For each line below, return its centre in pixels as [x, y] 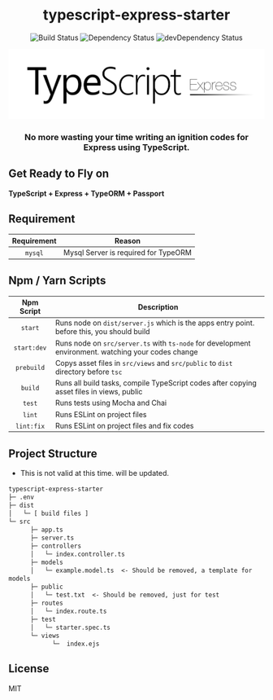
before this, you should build [103, 332]
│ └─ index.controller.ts [78, 555]
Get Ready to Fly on [59, 174]
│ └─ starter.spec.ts [70, 628]
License [29, 669]
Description [158, 306]
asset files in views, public [99, 392]
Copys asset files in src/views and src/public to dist [144, 363]
